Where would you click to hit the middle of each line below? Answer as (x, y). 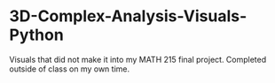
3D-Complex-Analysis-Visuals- (128, 16)
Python (36, 35)
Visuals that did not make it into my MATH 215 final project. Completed (138, 59)
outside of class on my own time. (70, 69)
